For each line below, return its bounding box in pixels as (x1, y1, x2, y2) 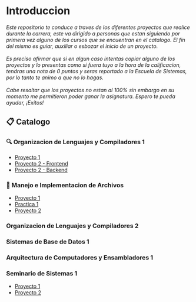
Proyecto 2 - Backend (14, 166, 68, 173)
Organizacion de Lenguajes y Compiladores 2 (6, 222, 139, 230)
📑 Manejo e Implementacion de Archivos (6, 181, 124, 189)
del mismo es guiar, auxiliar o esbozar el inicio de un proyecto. (6, 43, 158, 50)
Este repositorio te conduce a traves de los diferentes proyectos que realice (6, 24, 190, 31)
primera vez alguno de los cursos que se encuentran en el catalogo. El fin (6, 36, 185, 43)
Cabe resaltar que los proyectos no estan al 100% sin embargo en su (6, 86, 175, 93)
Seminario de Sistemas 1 (6, 269, 78, 277)
